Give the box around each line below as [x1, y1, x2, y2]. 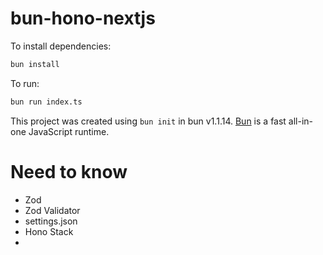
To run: [10, 77, 40, 89]
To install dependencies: [10, 40, 112, 52]
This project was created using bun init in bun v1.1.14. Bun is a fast [10, 115, 287, 127]
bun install [10, 59, 60, 69]
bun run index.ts [10, 97, 83, 107]
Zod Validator [24, 204, 81, 216]
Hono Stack [24, 225, 74, 237]
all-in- [288, 115, 314, 127]
